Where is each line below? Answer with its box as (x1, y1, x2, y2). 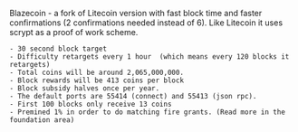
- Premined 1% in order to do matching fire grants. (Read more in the (9, 108, 285, 117)
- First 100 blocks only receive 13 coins (9, 99, 172, 108)
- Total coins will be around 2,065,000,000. (9, 68, 184, 77)
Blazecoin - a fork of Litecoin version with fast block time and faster (9, 8, 263, 18)
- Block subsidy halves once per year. (9, 84, 160, 93)
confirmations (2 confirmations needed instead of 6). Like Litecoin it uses (9, 17, 284, 28)
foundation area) (9, 116, 75, 125)
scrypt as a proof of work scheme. (9, 27, 139, 37)
